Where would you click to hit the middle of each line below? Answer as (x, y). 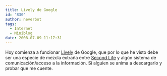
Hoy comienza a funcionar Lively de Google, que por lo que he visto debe (82, 52)
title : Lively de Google (31, 10)
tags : (11, 24)
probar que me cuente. (29, 68)
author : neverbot (23, 19)
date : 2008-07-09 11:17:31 (34, 38)
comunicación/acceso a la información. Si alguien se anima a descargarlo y (84, 63)
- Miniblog (21, 33)
